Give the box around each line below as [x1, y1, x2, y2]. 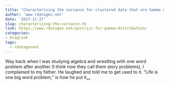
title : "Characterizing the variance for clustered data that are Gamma [5, 7, 161, 12]
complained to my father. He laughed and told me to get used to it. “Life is [5, 68, 158, 75]
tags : [5, 40, 17, 45]
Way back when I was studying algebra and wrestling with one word [5, 58, 147, 64]
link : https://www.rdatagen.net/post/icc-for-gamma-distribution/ [5, 26, 147, 31]
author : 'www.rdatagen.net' [5, 12, 64, 17]
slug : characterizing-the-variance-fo [5, 21, 87, 26]
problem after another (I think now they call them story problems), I [5, 63, 144, 69]
